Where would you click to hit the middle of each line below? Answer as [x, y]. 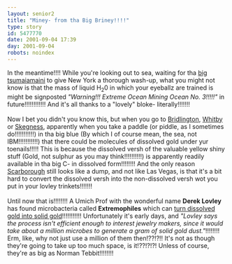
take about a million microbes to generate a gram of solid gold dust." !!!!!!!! [114, 230]
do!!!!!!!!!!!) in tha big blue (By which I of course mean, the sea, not [102, 134]
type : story [24, 27]
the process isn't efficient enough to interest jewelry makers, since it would [115, 223]
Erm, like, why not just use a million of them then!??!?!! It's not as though [111, 238]
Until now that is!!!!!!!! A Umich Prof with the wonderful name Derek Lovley [114, 201]
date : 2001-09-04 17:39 [42, 40]
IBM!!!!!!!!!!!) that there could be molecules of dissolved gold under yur [108, 141]
